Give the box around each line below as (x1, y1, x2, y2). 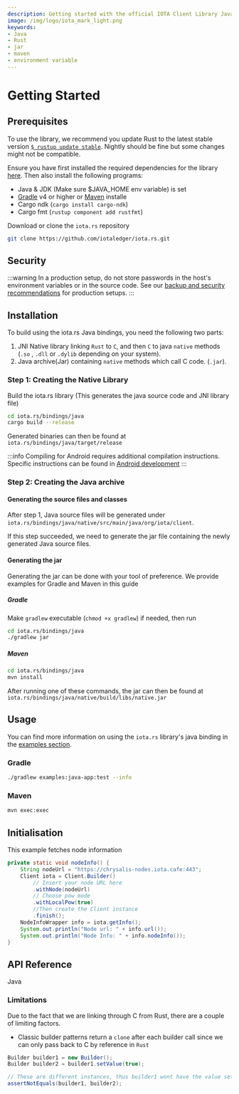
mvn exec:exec (7, 807, 50, 814)
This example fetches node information (7, 846, 122, 854)
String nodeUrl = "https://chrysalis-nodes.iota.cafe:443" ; (20, 866, 202, 873)
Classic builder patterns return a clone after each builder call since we (17, 1033, 223, 1041)
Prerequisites (7, 115, 68, 128)
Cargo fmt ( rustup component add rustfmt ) (17, 207, 144, 216)
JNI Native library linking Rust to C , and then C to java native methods (17, 342, 221, 351)
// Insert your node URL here (33, 879, 122, 886)
